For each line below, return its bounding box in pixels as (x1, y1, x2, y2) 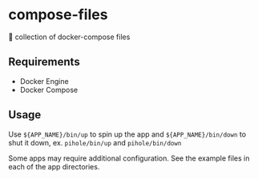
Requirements (8, 55, 80, 69)
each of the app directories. (8, 161, 100, 171)
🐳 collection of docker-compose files (8, 32, 131, 42)
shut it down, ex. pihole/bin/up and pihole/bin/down (8, 137, 182, 147)
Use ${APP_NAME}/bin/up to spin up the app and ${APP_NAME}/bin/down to (8, 129, 247, 139)
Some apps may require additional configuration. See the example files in (8, 153, 250, 163)
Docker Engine (19, 76, 70, 86)
